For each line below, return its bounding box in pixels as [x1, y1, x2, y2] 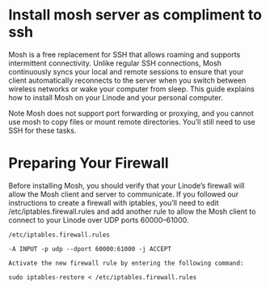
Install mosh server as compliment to [8, 6, 263, 24]
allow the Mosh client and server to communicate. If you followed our [8, 189, 239, 199]
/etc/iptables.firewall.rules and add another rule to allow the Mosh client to [8, 206, 256, 216]
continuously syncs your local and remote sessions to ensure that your [8, 66, 244, 76]
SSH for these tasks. [8, 125, 77, 135]
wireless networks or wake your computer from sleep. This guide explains [8, 83, 255, 94]
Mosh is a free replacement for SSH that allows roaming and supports [8, 49, 241, 59]
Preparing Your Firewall [8, 154, 169, 172]
